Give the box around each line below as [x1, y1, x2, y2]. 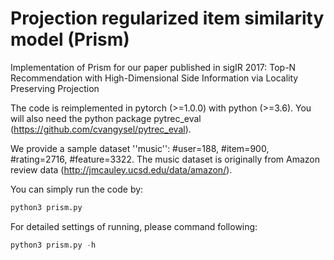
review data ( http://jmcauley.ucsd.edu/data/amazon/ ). [10, 163, 233, 176]
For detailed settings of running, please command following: [10, 220, 258, 232]
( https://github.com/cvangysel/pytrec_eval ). [10, 123, 192, 135]
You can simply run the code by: [10, 183, 144, 195]
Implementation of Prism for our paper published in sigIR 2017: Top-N [10, 61, 297, 73]
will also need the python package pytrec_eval [10, 112, 202, 124]
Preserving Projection [10, 82, 100, 94]
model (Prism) [10, 28, 130, 51]
